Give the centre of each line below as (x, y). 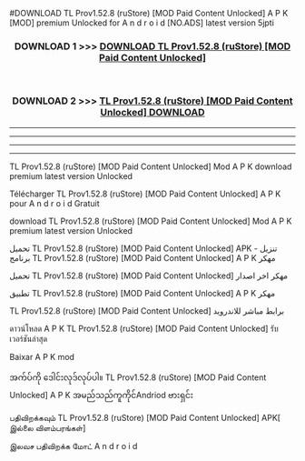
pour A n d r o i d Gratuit (54, 203)
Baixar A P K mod (42, 356)
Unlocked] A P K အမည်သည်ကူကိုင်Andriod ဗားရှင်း (101, 395)
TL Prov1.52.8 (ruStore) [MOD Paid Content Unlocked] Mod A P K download (151, 166)
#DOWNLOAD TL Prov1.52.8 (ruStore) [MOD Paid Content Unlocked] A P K (149, 13)
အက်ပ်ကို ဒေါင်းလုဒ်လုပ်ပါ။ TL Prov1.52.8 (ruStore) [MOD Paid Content (138, 377)
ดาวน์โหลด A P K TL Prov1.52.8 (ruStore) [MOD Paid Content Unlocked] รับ (144, 328)
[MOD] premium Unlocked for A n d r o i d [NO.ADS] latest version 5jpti (142, 23)
